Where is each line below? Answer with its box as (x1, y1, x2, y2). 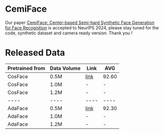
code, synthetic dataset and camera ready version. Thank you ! (5, 30, 133, 36)
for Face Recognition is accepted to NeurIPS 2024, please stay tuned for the (5, 24, 159, 30)
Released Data (5, 47, 65, 58)
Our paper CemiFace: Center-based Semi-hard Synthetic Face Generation (5, 20, 155, 25)
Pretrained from (7, 65, 46, 71)
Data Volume (49, 65, 81, 71)
